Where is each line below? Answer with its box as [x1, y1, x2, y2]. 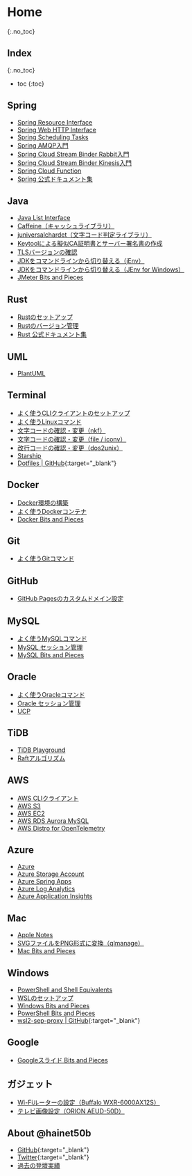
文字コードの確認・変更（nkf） [17, 426, 106, 434]
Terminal [7, 389, 46, 401]
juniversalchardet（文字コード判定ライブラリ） [17, 230, 152, 239]
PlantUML [17, 370, 46, 377]
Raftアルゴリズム [17, 753, 66, 762]
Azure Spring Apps [17, 877, 71, 886]
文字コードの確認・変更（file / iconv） [17, 434, 127, 443]
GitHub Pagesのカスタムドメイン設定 [17, 595, 124, 603]
